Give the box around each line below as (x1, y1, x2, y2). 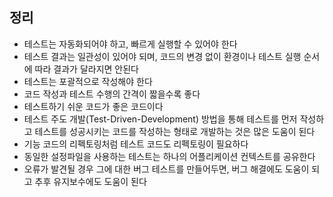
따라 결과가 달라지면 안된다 (34, 63, 139, 75)
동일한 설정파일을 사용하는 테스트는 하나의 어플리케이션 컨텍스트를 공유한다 (23, 150, 316, 162)
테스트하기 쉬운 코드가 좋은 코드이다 (23, 100, 164, 112)
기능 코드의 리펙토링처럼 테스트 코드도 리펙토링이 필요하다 (23, 138, 249, 150)
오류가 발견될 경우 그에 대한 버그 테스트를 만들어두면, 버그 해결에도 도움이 (23, 163, 310, 175)
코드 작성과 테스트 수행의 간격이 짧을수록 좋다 (23, 88, 201, 100)
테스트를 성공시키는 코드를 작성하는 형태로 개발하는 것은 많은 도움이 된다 (34, 125, 316, 137)
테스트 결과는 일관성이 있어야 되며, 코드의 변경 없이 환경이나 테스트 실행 (23, 50, 302, 62)
